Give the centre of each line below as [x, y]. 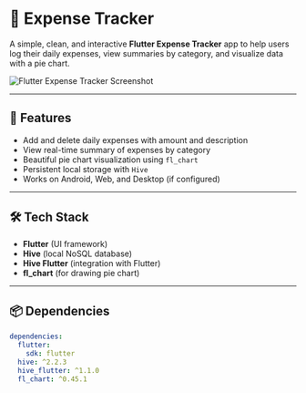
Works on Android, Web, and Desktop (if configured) [121, 179]
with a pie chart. [40, 63]
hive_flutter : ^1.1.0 [59, 370]
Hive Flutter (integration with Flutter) [92, 263]
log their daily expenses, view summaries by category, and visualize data [147, 53]
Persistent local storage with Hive [85, 169]
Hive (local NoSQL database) [77, 253]
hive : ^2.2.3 [42, 362]
